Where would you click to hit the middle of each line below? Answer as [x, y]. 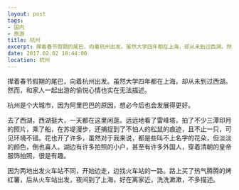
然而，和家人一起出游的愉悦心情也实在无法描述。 [79, 90]
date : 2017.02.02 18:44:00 [47, 54]
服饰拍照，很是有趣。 [38, 155]
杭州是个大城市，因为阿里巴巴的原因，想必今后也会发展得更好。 [101, 105]
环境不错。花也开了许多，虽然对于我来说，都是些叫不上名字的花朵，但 [116, 138]
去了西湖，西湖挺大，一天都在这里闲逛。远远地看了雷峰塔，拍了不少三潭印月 [119, 120]
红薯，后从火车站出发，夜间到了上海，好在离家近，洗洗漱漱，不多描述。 [113, 179]
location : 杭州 [29, 60]
